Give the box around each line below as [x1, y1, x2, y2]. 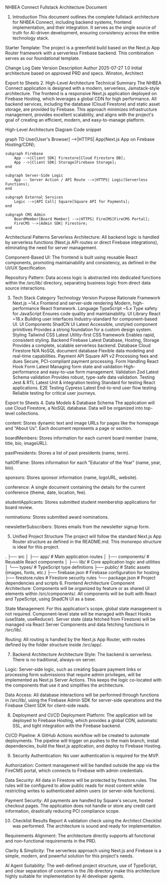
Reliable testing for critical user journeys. [12, 390, 96, 396]
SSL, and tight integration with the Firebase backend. [12, 723, 121, 729]
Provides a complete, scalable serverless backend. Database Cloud [12, 342, 151, 348]
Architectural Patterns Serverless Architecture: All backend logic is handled [5, 234, 160, 240]
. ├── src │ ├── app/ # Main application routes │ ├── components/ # [5, 554, 150, 560]
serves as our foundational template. [5, 55, 81, 61]
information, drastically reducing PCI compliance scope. [5, 808, 120, 814]
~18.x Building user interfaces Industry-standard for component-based [12, 316, 158, 322]
